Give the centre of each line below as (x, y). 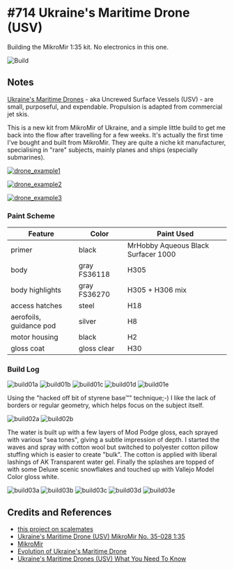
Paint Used (175, 234)
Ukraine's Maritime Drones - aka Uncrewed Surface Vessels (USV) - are (110, 99)
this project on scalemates (55, 529)
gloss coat (28, 349)
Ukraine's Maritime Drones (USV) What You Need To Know (102, 559)
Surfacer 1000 (151, 255)
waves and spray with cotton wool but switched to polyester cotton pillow (113, 447)
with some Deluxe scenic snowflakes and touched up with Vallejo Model (111, 469)
